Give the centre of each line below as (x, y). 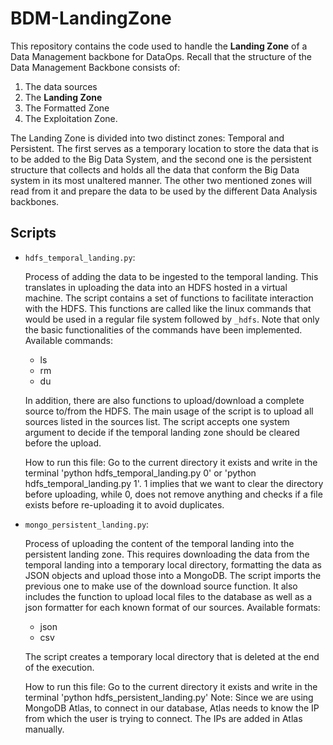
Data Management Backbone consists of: (95, 67)
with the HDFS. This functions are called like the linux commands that (168, 308)
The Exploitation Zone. (71, 118)
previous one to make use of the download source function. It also (161, 586)
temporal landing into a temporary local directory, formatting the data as (173, 564)
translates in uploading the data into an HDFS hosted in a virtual (156, 287)
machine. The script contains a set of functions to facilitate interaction (169, 298)
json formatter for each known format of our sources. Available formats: (172, 607)
